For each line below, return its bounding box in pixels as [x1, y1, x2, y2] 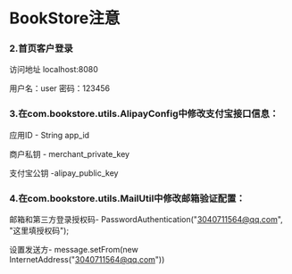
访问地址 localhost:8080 [9, 64, 98, 75]
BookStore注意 [9, 8, 121, 29]
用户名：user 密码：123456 [9, 83, 110, 94]
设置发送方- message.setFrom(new [9, 245, 138, 255]
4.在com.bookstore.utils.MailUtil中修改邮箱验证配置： [9, 192, 246, 204]
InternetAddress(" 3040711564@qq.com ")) [9, 254, 165, 265]
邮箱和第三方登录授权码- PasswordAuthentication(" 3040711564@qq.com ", [9, 214, 283, 225]
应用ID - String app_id [9, 129, 90, 140]
